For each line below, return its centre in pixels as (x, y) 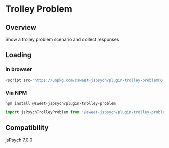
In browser (19, 69)
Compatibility (27, 128)
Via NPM (16, 93)
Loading (18, 55)
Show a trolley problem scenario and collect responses (62, 39)
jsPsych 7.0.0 (19, 140)
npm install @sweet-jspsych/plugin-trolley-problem (60, 103)
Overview (21, 27)
